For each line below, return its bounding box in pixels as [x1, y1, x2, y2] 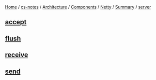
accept [5, 18, 27, 26]
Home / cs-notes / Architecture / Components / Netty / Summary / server [5, 4, 151, 10]
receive [5, 51, 28, 59]
